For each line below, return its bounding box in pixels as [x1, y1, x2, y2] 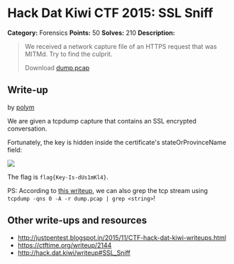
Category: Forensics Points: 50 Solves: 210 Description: [7, 28, 175, 37]
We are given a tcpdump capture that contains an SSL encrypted [7, 116, 196, 125]
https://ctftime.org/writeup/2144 [17, 241, 112, 249]
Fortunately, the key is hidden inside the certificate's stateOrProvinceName [7, 138, 227, 146]
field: [7, 145, 23, 154]
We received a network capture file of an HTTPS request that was [24, 42, 218, 50]
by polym [7, 103, 35, 111]
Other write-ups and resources [7, 214, 147, 226]
